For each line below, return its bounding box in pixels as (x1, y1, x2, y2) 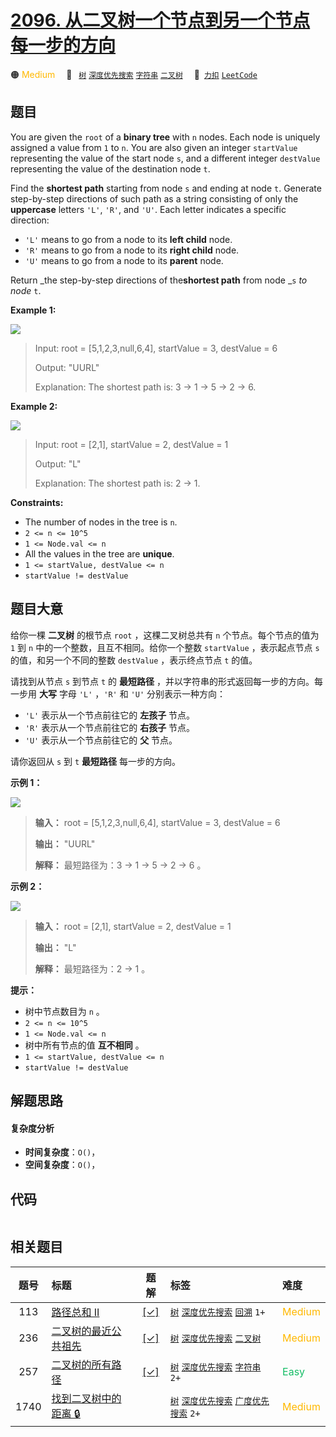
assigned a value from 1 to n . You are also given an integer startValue (10, 141, 298, 153)
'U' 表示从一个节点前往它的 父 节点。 (24, 734, 178, 746)
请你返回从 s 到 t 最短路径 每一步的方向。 (10, 755, 182, 767)
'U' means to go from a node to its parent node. (24, 254, 224, 266)
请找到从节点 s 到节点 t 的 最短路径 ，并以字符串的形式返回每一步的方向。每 (10, 675, 323, 687)
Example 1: (10, 304, 57, 316)
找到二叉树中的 (51, 1391, 122, 1405)
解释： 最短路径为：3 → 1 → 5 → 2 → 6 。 (34, 859, 207, 871)
